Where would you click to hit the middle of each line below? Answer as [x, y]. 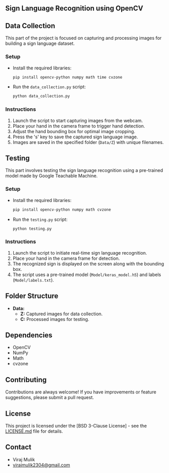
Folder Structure [32, 296]
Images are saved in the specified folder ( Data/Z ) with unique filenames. [88, 142]
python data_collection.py [41, 96]
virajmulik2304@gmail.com [41, 465]
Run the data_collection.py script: [49, 87]
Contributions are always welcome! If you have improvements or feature [81, 392]
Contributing [26, 380]
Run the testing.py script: [40, 219]
